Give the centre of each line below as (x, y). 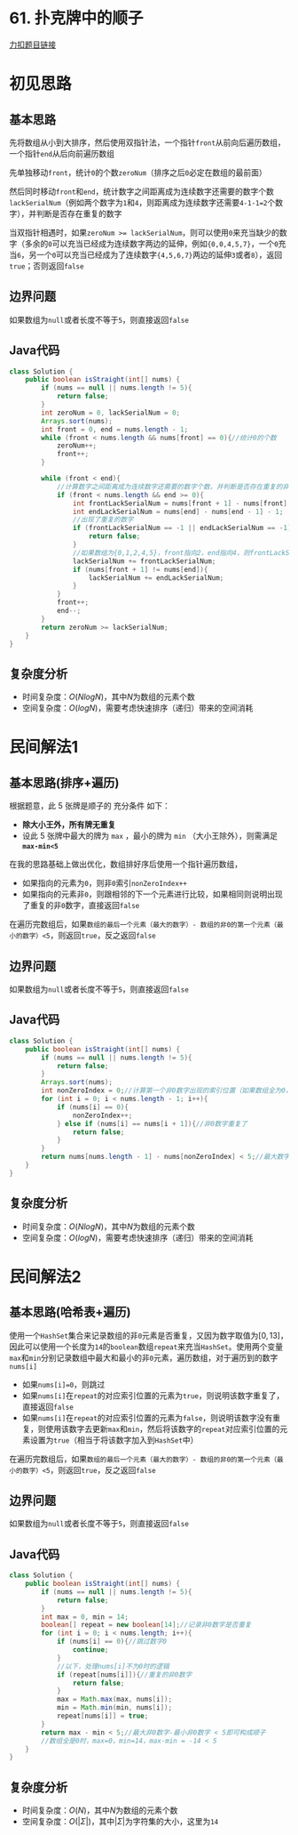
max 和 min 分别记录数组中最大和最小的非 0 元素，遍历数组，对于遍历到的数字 (144, 1357)
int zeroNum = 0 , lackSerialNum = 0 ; (110, 413)
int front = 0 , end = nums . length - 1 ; (115, 429)
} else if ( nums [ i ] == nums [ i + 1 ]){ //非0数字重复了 (152, 1123)
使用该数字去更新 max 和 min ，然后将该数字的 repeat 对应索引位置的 (163, 1429)
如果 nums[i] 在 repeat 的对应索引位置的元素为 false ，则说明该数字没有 (147, 1417)
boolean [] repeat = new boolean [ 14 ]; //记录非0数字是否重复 (146, 1625)
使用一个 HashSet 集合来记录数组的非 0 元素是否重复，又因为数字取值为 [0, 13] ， (149, 1335)
